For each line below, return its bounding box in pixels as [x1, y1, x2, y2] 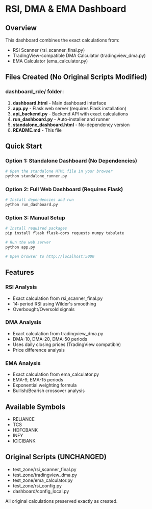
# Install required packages [5, 226, 67, 231]
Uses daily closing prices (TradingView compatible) [12, 341, 121, 348]
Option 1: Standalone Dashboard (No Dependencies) [5, 157, 138, 164]
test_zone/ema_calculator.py [12, 477, 73, 483]
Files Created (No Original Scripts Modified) [5, 73, 147, 82]
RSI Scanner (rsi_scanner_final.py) [12, 47, 85, 53]
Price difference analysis [12, 347, 65, 353]
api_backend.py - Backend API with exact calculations [12, 111, 129, 117]
